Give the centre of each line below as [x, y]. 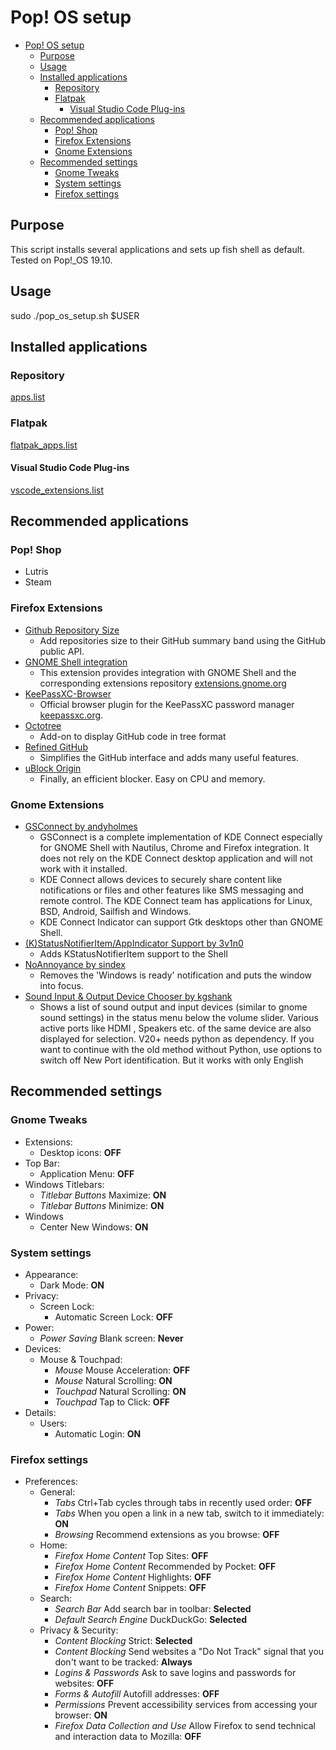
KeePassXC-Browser [68, 693]
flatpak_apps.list [44, 445]
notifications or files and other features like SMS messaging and [171, 890]
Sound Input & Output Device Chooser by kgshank [128, 997]
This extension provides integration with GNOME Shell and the [168, 672]
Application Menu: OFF [87, 1173]
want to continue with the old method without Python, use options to [180, 1050]
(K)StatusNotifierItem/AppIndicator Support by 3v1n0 [134, 943]
